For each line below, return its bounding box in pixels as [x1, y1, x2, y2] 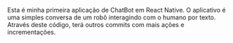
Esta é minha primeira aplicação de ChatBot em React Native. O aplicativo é [7, 6, 226, 14]
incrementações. [7, 28, 56, 36]
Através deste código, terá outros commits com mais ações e [7, 21, 185, 28]
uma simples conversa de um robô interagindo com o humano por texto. [7, 13, 216, 21]
